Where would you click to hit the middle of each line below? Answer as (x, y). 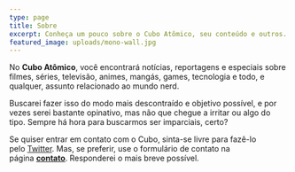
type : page (29, 17)
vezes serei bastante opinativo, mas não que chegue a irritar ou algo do (140, 113)
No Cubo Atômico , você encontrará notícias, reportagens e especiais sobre (147, 67)
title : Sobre (33, 26)
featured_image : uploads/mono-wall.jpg (83, 42)
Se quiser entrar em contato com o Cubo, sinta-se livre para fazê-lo (133, 139)
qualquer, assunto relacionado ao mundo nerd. (94, 86)
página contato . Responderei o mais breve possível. (104, 158)
